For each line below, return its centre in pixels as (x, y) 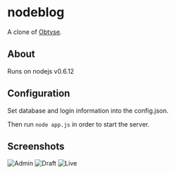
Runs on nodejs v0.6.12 (41, 71)
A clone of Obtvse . (35, 32)
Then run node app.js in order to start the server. (78, 124)
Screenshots (36, 146)
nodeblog (36, 12)
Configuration (39, 94)
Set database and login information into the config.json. (88, 110)
